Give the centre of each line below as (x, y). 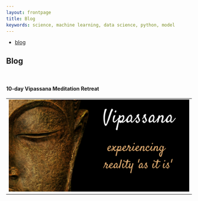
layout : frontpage (29, 12)
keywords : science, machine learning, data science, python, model (91, 25)
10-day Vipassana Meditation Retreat (53, 88)
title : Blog (21, 19)
